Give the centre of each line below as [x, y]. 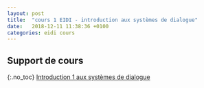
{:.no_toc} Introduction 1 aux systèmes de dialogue [79, 77]
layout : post [26, 13]
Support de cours [45, 60]
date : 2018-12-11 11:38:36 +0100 [58, 26]
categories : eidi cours [41, 33]
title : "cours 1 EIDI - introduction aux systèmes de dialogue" [102, 20]
